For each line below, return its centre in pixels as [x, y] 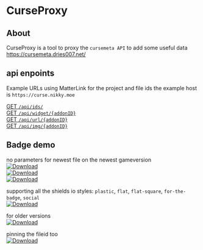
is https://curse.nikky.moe [41, 95]
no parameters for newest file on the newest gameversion [79, 160]
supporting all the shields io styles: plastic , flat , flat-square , [84, 191]
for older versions [28, 216]
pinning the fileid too [32, 234]
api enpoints [30, 73]
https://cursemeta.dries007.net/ [46, 54]
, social [30, 197]
